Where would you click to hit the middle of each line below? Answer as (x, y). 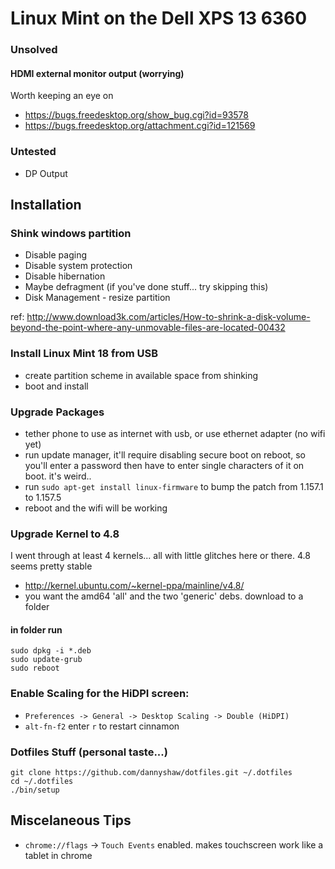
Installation (46, 205)
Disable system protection (78, 266)
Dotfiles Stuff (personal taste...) (89, 752)
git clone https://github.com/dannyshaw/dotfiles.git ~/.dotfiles (151, 772)
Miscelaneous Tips (71, 820)
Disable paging (56, 255)
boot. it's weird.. (58, 476)
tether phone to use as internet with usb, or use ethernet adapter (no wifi (175, 433)
